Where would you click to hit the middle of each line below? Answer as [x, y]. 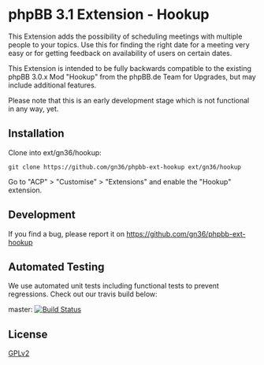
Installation [36, 134]
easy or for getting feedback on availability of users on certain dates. [120, 53]
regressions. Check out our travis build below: [83, 294]
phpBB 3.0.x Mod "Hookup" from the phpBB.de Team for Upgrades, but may [132, 76]
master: [20, 310]
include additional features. [52, 85]
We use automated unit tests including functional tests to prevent [113, 286]
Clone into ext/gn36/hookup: [55, 152]
